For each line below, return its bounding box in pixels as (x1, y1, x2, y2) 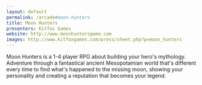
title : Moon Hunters (6, 20, 58, 26)
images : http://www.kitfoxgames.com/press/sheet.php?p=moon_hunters (6, 37, 182, 42)
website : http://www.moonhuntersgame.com (6, 31, 112, 37)
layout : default (6, 8, 47, 15)
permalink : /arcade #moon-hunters (6, 14, 90, 20)
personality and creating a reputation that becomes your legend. (6, 72, 166, 79)
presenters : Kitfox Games (6, 25, 71, 32)
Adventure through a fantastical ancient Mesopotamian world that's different (6, 59, 197, 66)
